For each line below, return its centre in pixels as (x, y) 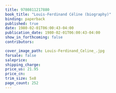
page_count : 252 (22, 83)
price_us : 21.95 (22, 69)
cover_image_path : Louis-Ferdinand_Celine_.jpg (55, 51)
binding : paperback (25, 19)
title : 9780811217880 (27, 10)
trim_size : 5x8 (21, 79)
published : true (22, 23)
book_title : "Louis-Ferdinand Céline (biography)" (58, 14)
